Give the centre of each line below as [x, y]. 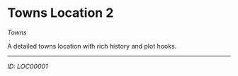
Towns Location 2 [61, 13]
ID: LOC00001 [28, 66]
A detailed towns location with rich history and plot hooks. [92, 46]
